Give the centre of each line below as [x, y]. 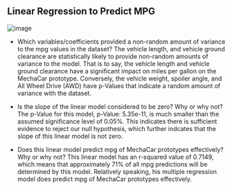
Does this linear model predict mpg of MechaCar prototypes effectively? [120, 149]
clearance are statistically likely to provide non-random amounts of [113, 56]
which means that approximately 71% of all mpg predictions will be [112, 164]
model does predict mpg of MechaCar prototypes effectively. [105, 179]
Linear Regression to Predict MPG [81, 11]
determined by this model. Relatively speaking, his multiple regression [117, 171]
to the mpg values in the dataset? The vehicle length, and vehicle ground [121, 49]
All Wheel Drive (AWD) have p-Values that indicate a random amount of [119, 85]
